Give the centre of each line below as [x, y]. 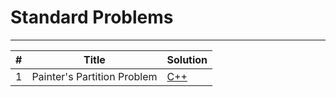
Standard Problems [92, 17]
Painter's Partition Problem [94, 76]
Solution [187, 59]
